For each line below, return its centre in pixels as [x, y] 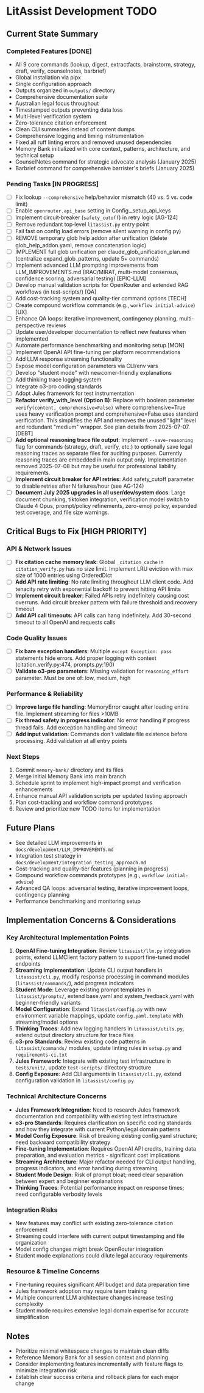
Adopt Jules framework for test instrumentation [75, 393]
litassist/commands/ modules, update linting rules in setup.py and [98, 1048]
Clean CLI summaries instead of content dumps [75, 129]
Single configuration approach [53, 84]
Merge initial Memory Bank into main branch [71, 776]
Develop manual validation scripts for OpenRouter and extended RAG [102, 284]
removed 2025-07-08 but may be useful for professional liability [96, 466]
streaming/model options [47, 1022]
